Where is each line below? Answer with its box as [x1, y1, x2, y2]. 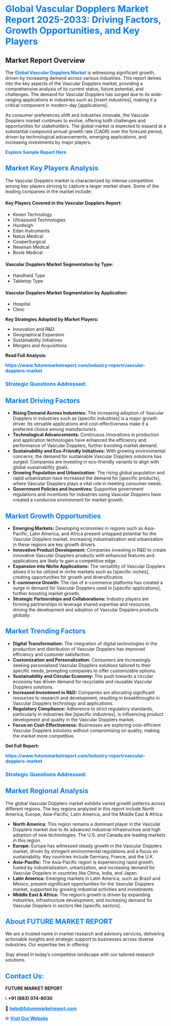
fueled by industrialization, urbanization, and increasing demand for [12, 864, 156, 871]
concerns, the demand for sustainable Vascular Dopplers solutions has [12, 453, 162, 460]
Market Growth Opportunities [5, 512, 101, 520]
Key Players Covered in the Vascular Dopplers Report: [5, 200, 123, 206]
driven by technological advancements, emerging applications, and [5, 134, 147, 140]
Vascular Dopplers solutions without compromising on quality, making [12, 727, 160, 734]
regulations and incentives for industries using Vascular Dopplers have [12, 491, 162, 497]
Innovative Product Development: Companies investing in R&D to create [12, 546, 166, 553]
